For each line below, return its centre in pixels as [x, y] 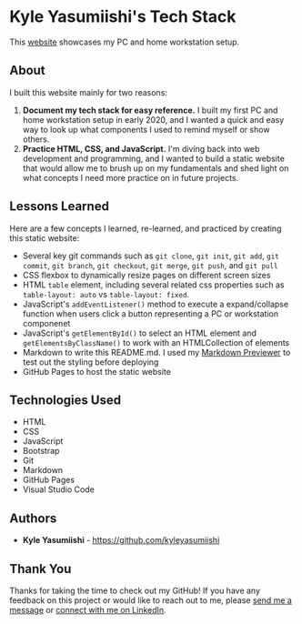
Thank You [40, 569]
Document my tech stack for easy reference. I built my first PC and [150, 110]
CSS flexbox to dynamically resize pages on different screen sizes [146, 275]
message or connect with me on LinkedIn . [88, 610]
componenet [46, 323]
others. [36, 139]
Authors [33, 518]
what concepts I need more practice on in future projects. [131, 177]
